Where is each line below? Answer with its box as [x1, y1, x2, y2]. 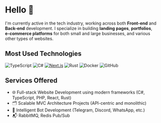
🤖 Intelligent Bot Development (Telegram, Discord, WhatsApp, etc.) [12, 107, 145, 113]
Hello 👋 [5, 4, 34, 15]
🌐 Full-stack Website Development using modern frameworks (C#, [12, 89, 145, 95]
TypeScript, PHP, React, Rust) [12, 95, 72, 100]
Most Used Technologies [5, 50, 82, 58]
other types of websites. [5, 36, 54, 41]
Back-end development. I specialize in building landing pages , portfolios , [5, 25, 152, 31]
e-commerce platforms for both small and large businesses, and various [5, 30, 151, 36]
